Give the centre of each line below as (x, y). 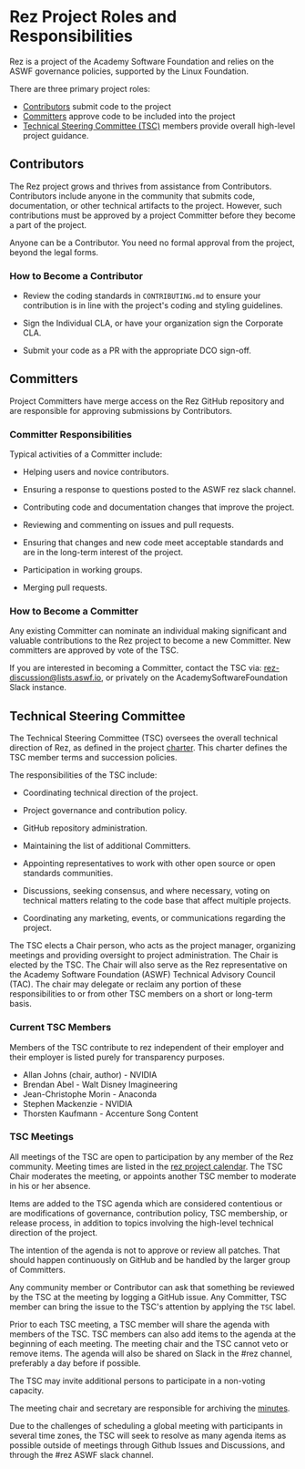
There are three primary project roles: (80, 88)
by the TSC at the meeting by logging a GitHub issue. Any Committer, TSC (148, 1297)
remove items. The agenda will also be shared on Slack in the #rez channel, (151, 1353)
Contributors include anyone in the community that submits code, (132, 196)
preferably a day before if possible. (75, 1363)
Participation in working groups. (82, 570)
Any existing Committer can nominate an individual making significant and (148, 631)
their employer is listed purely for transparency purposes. (117, 1057)
